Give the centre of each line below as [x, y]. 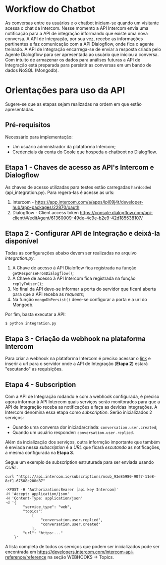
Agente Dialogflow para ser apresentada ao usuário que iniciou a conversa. [82, 54]
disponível [22, 241]
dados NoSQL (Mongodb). [32, 70]
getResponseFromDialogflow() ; [43, 273]
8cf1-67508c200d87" [25, 481]
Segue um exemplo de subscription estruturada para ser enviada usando [80, 462]
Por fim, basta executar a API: [35, 314]
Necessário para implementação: [39, 137]
